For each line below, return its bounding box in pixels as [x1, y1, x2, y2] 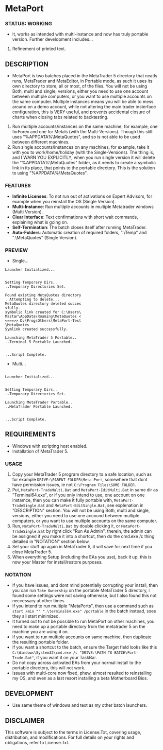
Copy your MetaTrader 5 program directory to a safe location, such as [12, 471, 152, 477]
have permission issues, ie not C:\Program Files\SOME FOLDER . [12, 482, 136, 488]
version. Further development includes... [12, 36, 93, 42]
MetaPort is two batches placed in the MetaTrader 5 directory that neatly [12, 73, 158, 79]
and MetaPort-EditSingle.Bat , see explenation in [46, 503, 144, 508]
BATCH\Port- [114, 650, 139, 655]
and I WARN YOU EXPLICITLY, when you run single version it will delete [12, 155, 155, 160]
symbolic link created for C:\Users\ [5, 310, 81, 314]
